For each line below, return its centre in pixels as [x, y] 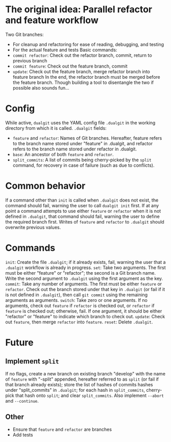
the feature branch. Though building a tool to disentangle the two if [83, 82]
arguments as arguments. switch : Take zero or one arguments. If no [77, 300]
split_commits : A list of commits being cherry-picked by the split [82, 160]
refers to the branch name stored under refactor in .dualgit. [75, 149]
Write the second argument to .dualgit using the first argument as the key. [84, 278]
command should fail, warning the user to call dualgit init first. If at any [82, 205]
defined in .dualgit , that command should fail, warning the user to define [82, 216]
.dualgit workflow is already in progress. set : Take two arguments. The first [86, 268]
